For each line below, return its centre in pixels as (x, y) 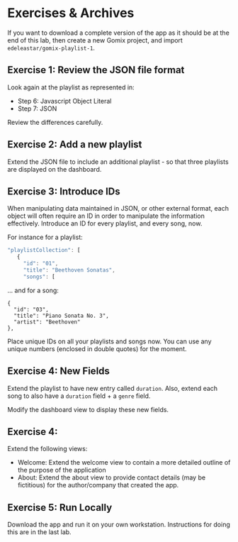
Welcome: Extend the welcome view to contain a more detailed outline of (124, 463)
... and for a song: (33, 290)
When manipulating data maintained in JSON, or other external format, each (118, 209)
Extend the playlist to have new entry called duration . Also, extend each (113, 388)
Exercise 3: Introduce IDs (64, 191)
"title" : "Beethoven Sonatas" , (69, 270)
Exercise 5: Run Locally (60, 508)
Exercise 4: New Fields (58, 371)
